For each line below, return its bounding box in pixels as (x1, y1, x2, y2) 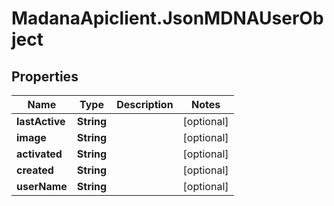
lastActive (16, 115, 66, 128)
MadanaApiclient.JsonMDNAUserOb (11, 7, 324, 30)
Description (116, 98, 174, 111)
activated (16, 147, 63, 161)
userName (16, 180, 68, 193)
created (16, 163, 54, 177)
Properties (11, 68, 79, 85)
